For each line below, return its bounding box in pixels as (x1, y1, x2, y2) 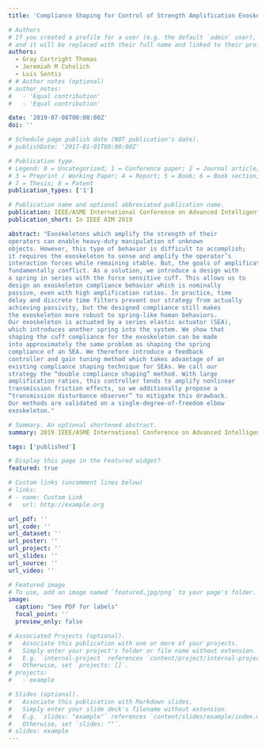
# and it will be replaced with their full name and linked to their (8, 40, 243, 48)
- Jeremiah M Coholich (15, 63, 90, 71)
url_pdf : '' (8, 515, 47, 523)
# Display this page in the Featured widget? (8, 457, 161, 465)
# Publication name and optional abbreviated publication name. (8, 201, 225, 209)
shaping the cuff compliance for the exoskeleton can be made (8, 333, 218, 341)
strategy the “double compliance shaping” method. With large (8, 370, 218, 378)
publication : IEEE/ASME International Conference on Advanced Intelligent (8, 208, 260, 216)
